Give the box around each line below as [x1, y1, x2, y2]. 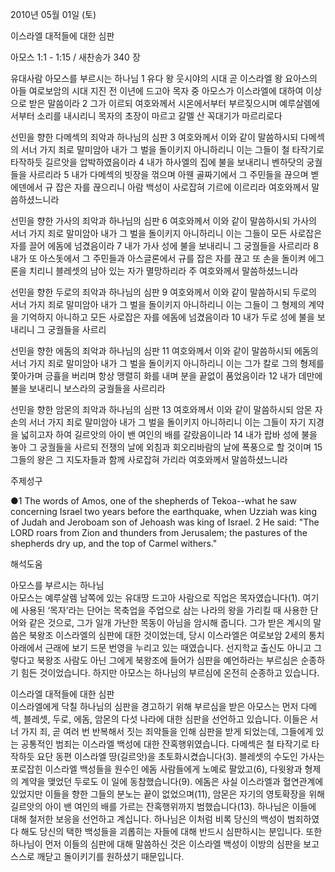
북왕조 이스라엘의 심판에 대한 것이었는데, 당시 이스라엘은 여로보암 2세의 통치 [28, 629, 325, 641]
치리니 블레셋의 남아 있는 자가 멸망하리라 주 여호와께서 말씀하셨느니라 [28, 265, 299, 277]
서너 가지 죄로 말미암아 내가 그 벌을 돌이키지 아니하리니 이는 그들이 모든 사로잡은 [10, 228, 323, 239]
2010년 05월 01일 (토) [10, 9, 97, 20]
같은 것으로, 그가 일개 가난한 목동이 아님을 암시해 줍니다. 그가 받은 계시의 [28, 617, 312, 628]
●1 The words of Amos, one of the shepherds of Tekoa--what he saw [10, 495, 298, 507]
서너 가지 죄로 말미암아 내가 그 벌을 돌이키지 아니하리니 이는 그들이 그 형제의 [10, 299, 307, 310]
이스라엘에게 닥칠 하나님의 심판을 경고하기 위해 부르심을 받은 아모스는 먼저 [10, 701, 299, 712]
